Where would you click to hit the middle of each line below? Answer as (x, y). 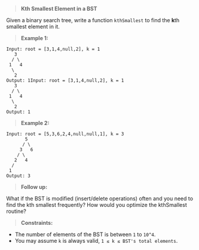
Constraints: (37, 223)
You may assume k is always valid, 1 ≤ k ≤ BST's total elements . (96, 241)
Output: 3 (19, 176)
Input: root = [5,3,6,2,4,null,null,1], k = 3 (65, 134)
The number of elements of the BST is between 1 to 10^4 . (85, 234)
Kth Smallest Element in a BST (59, 9)
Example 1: (35, 38)
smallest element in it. (33, 27)
